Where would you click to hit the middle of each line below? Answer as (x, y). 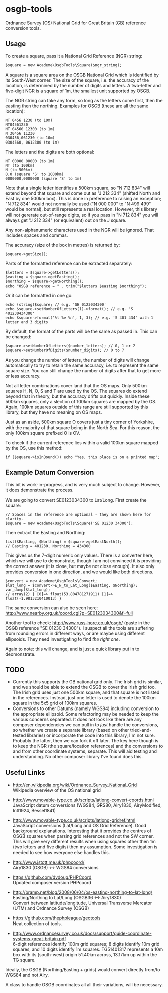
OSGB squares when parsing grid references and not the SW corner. (83, 836)
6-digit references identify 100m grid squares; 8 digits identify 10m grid (86, 944)
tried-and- (141, 730)
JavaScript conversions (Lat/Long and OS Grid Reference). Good (79, 826)
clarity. (14, 519)
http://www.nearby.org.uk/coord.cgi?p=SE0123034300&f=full (69, 613)
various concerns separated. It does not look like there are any (77, 719)
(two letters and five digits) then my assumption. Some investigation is (85, 847)
